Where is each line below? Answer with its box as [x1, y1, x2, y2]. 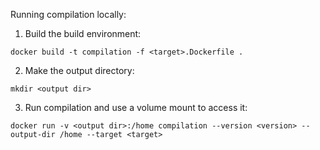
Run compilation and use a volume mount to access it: [24, 102, 248, 113]
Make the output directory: [24, 65, 135, 76]
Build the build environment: [24, 28, 142, 39]
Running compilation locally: [10, 9, 127, 20]
